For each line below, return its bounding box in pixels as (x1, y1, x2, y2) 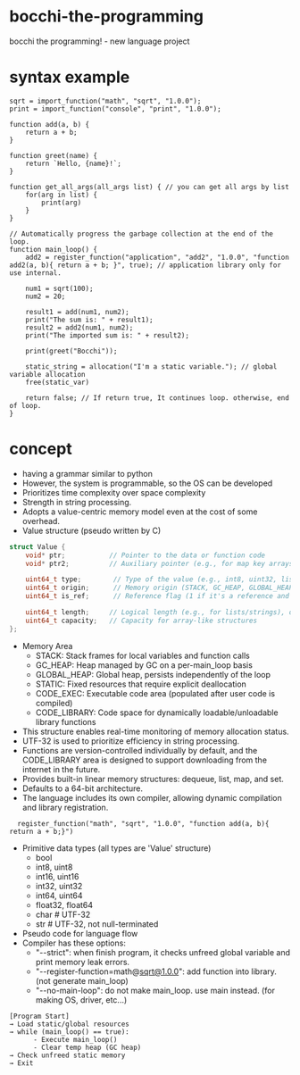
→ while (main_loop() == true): (9, 1027, 129, 1037)
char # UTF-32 (35, 909, 91, 920)
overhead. (21, 515, 61, 526)
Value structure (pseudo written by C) (21, 525, 162, 536)
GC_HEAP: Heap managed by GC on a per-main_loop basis (35, 659, 253, 671)
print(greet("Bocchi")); (25, 346, 118, 355)
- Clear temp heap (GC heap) (32, 1043, 142, 1052)
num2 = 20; (25, 292, 66, 301)
